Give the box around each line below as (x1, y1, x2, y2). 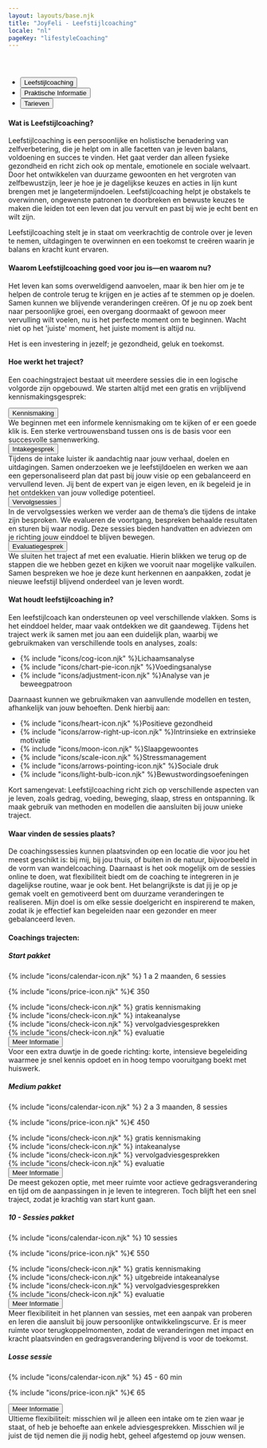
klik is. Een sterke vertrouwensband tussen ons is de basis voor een (8, 426, 231, 436)
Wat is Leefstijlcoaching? (8, 117, 94, 128)
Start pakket (8, 951, 51, 961)
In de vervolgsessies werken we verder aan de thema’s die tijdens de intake (8, 507, 257, 516)
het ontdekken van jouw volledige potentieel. (8, 487, 155, 497)
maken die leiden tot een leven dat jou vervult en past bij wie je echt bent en (8, 204, 258, 213)
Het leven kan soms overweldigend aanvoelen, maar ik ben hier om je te (8, 280, 245, 290)
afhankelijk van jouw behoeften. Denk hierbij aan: (8, 703, 171, 713)
